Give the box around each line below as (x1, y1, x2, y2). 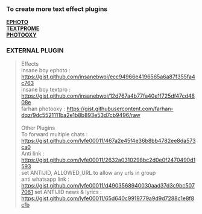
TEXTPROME (6, 25, 40, 32)
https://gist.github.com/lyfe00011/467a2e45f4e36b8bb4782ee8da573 (21, 137, 196, 144)
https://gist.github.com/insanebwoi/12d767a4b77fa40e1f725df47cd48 (21, 92, 195, 99)
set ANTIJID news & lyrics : (34, 188, 102, 195)
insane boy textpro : (21, 86, 71, 93)
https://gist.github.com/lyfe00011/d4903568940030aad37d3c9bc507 (21, 181, 195, 189)
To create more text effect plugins (6, 5, 107, 13)
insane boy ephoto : (21, 66, 71, 74)
